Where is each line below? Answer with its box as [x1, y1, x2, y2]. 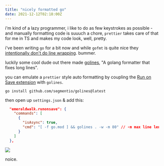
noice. [5, 156, 18, 162]
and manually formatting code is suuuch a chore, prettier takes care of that [5, 30, 159, 36]
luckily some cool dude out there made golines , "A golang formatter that [5, 59, 150, 65]
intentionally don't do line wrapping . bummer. [5, 50, 96, 56]
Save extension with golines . [5, 79, 63, 85]
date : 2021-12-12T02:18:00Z [5, 12, 62, 17]
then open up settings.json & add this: [5, 97, 84, 103]
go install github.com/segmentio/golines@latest [5, 89, 106, 93]
